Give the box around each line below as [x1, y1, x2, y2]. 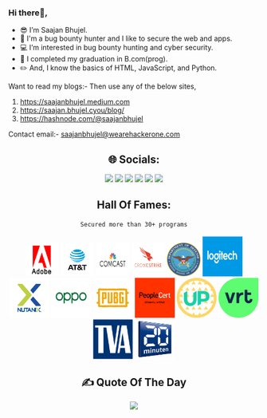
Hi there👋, [8, 7, 48, 18]
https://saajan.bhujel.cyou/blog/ [19, 105, 125, 115]
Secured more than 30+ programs [80, 220, 188, 228]
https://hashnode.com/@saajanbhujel [19, 114, 143, 124]
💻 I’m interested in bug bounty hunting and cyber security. [19, 43, 214, 53]
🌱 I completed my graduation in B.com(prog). [19, 54, 168, 64]
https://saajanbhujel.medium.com [19, 97, 130, 107]
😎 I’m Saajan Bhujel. [19, 26, 88, 35]
